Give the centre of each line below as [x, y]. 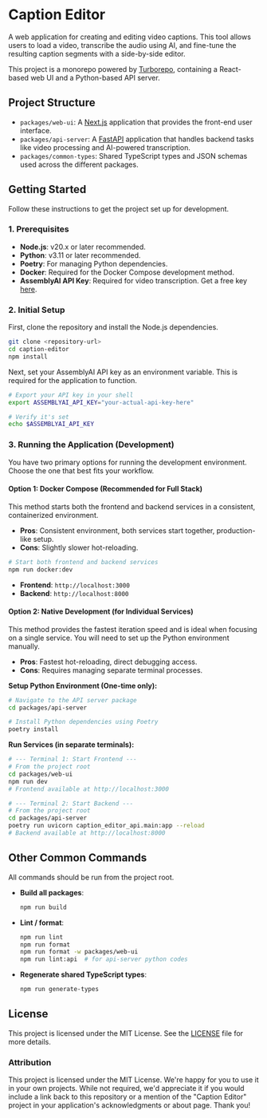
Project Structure [52, 103]
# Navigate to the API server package [73, 700]
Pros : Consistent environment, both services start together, [117, 530]
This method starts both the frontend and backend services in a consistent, [132, 506]
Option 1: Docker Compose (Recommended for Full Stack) [106, 489]
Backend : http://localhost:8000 [74, 593]
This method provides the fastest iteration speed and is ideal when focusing [133, 629]
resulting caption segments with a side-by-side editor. [97, 53]
